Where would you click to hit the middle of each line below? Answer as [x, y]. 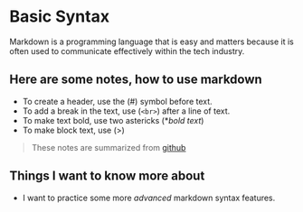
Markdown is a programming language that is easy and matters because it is [151, 41]
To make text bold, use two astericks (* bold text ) [113, 120]
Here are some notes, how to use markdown [136, 80]
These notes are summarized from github [109, 147]
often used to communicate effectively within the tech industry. [127, 51]
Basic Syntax [60, 17]
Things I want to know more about [107, 176]
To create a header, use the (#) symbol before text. [117, 101]
